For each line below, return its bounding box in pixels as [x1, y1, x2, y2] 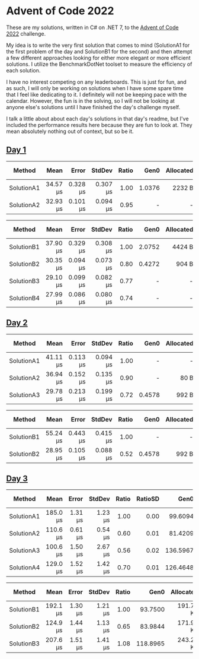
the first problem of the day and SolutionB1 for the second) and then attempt [6, 47, 192, 55]
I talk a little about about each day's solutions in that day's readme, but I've [6, 115, 189, 122]
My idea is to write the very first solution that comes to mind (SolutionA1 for [6, 42, 190, 49]
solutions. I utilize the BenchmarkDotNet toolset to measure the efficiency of [6, 61, 192, 68]
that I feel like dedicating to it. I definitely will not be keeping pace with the [6, 91, 187, 98]
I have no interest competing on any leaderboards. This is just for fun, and [6, 78, 187, 85]
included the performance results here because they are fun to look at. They [6, 121, 192, 128]
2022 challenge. [6, 30, 46, 37]
